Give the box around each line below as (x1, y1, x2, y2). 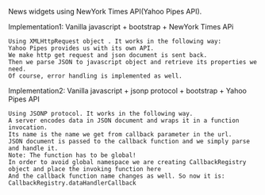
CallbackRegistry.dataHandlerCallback (8, 179, 136, 187)
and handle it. (8, 144, 59, 152)
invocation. (8, 124, 48, 132)
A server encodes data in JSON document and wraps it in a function (8, 117, 240, 124)
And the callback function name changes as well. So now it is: (8, 172, 225, 180)
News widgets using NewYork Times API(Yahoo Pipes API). (8, 7, 202, 16)
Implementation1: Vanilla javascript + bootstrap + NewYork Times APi (8, 22, 234, 31)
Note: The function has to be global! (8, 151, 136, 159)
